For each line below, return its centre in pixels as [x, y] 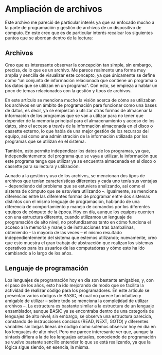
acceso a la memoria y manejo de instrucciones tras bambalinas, [70, 227]
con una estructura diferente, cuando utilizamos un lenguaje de [69, 217]
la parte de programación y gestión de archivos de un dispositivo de [73, 27]
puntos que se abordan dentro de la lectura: [49, 38]
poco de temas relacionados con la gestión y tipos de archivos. [68, 90]
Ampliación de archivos [54, 9]
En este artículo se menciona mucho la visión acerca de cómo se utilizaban [80, 100]
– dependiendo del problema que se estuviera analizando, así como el [75, 186]
